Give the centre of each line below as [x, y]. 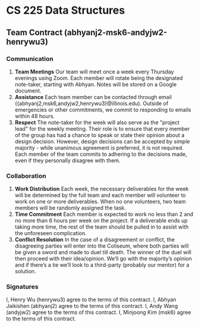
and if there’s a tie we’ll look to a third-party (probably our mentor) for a [102, 265]
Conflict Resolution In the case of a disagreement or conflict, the [95, 240]
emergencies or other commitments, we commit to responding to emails [103, 109]
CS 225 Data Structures [66, 10]
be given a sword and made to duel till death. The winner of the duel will [103, 252]
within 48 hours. [35, 116]
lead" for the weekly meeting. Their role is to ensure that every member [102, 128]
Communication [30, 58]
